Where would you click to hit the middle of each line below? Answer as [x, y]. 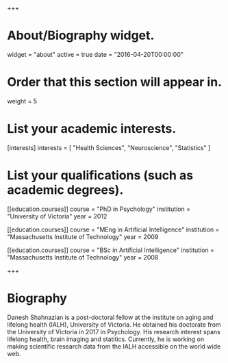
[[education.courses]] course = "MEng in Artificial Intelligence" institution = [113, 229]
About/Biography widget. [81, 36]
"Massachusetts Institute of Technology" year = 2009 [83, 236]
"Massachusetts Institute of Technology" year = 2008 [83, 257]
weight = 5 [22, 101]
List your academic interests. [92, 129]
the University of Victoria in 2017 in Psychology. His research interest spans [114, 331]
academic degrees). [65, 190]
